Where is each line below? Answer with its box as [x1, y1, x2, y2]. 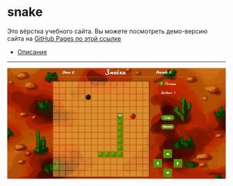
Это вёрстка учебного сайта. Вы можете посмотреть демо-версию [7, 27, 208, 35]
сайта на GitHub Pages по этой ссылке [7, 34, 121, 42]
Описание [17, 48, 47, 56]
